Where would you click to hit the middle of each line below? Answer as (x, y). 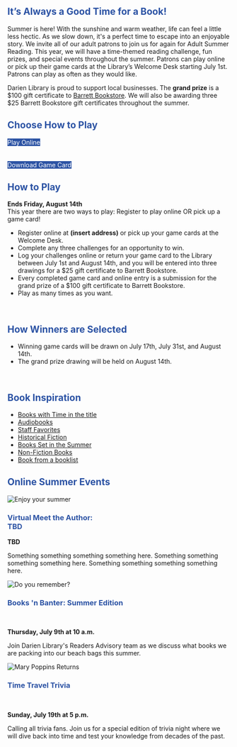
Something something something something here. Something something (113, 555)
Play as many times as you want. (65, 293)
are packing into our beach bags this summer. (74, 653)
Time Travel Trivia (39, 685)
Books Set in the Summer (54, 445)
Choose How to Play (52, 125)
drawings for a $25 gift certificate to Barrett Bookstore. (98, 271)
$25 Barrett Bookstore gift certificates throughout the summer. (98, 103)
